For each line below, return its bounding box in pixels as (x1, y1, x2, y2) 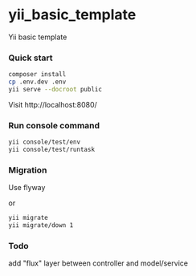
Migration (8, 164, 47, 176)
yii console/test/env (8, 138, 81, 146)
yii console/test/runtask (8, 146, 95, 154)
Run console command (8, 120, 100, 131)
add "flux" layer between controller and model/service (8, 258, 189, 268)
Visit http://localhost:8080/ (8, 99, 98, 109)
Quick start (8, 52, 54, 63)
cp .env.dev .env (8, 78, 67, 86)
